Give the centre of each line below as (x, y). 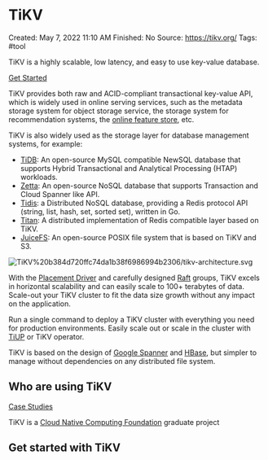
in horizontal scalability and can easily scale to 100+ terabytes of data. (126, 286)
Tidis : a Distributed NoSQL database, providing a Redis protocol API (134, 203)
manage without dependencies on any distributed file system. (112, 361)
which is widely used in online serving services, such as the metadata (125, 102)
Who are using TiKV (60, 387)
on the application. (40, 304)
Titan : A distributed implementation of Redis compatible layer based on (139, 220)
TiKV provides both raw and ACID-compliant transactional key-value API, (131, 93)
